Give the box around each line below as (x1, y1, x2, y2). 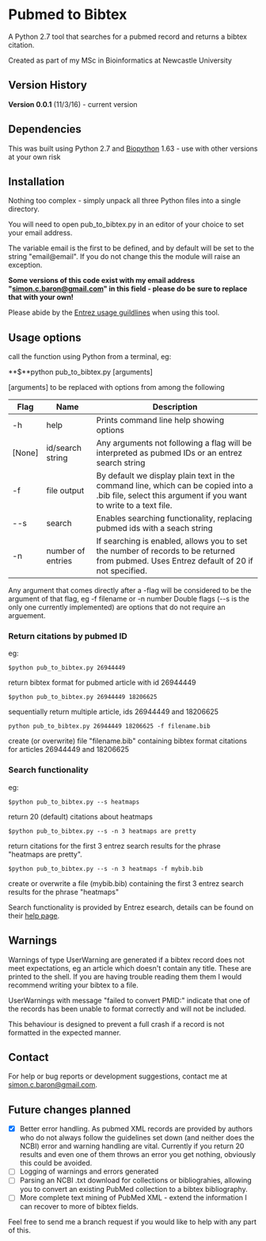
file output (46, 485, 85, 496)
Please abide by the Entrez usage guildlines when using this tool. (8, 307, 220, 318)
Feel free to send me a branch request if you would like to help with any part (8, 1217, 257, 1227)
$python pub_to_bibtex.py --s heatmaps (8, 798, 140, 806)
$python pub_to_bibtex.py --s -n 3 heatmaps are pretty (8, 827, 196, 835)
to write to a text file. (96, 500, 173, 511)
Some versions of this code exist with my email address (8, 276, 196, 285)
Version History (8, 78, 87, 92)
